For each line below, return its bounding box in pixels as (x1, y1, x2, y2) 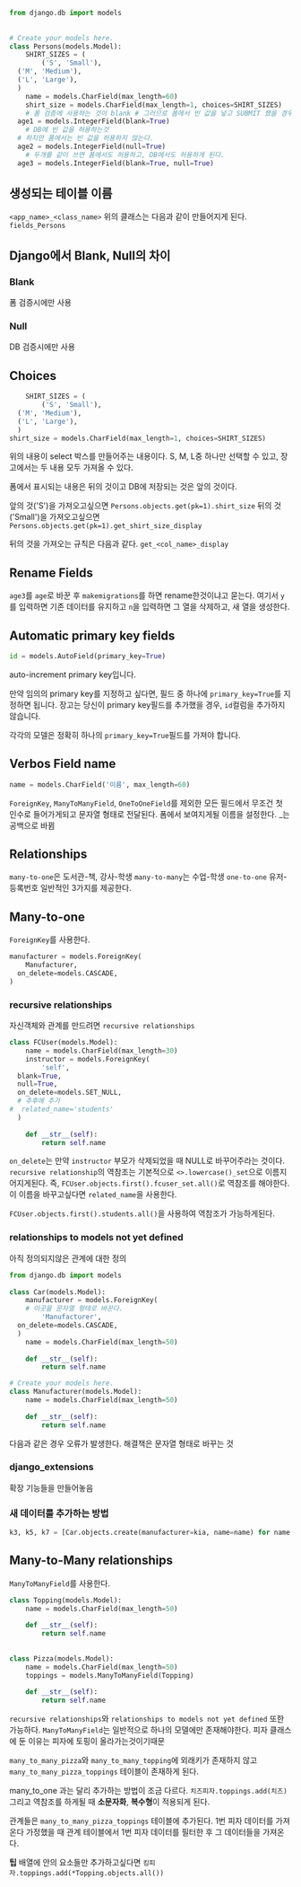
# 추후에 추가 (17, 1097, 61, 1106)
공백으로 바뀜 (9, 820, 56, 831)
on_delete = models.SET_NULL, (17, 1088, 123, 1098)
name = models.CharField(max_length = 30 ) (25, 1046, 178, 1055)
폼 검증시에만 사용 (9, 297, 72, 308)
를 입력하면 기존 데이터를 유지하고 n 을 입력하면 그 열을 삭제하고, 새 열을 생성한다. (9, 602, 290, 613)
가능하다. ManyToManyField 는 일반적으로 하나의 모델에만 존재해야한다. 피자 (9, 1724, 269, 1735)
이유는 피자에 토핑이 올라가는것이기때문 (28, 1736, 166, 1747)
